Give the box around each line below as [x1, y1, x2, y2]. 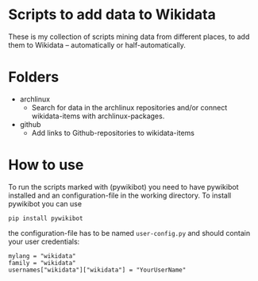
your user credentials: [8, 237, 80, 246]
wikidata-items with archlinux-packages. [31, 111, 165, 121]
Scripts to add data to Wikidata [8, 6, 216, 24]
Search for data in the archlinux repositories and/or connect [31, 102, 228, 112]
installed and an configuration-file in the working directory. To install [8, 191, 232, 200]
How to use [8, 156, 84, 174]
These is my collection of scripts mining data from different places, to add [8, 32, 250, 41]
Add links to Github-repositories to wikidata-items [31, 128, 194, 137]
